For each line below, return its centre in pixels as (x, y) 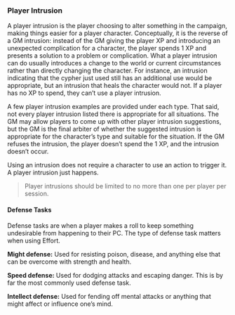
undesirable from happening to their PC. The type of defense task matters (114, 233)
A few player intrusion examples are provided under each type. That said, (113, 107)
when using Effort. (34, 240)
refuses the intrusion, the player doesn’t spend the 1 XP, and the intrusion (113, 144)
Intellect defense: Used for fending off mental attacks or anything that (109, 296)
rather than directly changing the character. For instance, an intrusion (108, 71)
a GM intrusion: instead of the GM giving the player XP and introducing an (114, 41)
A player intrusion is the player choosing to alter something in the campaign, (117, 26)
